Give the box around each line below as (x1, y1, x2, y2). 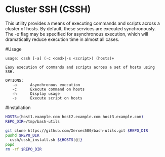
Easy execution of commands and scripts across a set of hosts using (5, 65, 155, 70)
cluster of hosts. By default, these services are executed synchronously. (5, 25, 156, 31)
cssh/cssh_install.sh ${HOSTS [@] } (10, 137, 82, 142)
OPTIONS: (5, 78, 24, 83)
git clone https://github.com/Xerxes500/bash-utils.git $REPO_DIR (5, 128, 148, 133)
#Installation (5, 104, 31, 111)
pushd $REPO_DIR (5, 133, 39, 138)
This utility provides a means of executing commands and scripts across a (5, 20, 160, 26)
